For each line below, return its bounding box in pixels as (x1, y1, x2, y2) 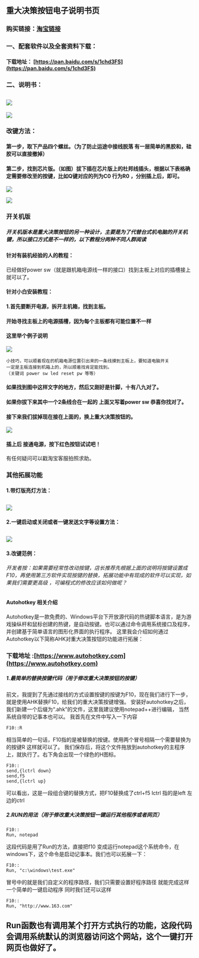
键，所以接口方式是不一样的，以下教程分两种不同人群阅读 (6, 236, 146, 243)
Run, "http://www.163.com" (6, 903, 73, 909)
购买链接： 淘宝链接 (6, 25, 61, 33)
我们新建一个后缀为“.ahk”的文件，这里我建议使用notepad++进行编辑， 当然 (6, 706, 190, 713)
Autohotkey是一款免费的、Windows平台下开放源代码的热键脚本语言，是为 (6, 613, 187, 620)
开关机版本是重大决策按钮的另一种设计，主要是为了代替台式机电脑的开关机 (6, 228, 188, 235)
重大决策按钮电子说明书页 (6, 5, 99, 16)
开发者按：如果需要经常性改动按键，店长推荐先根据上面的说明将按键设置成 (6, 565, 188, 572)
